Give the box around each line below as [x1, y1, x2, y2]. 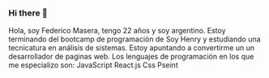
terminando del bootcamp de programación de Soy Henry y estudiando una [8, 34, 261, 44]
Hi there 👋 [8, 7, 49, 19]
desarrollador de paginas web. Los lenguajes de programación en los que [8, 52, 254, 62]
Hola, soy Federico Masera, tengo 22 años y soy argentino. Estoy [8, 26, 226, 36]
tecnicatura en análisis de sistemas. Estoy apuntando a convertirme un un [8, 43, 255, 53]
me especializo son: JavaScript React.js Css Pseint [8, 60, 178, 70]
